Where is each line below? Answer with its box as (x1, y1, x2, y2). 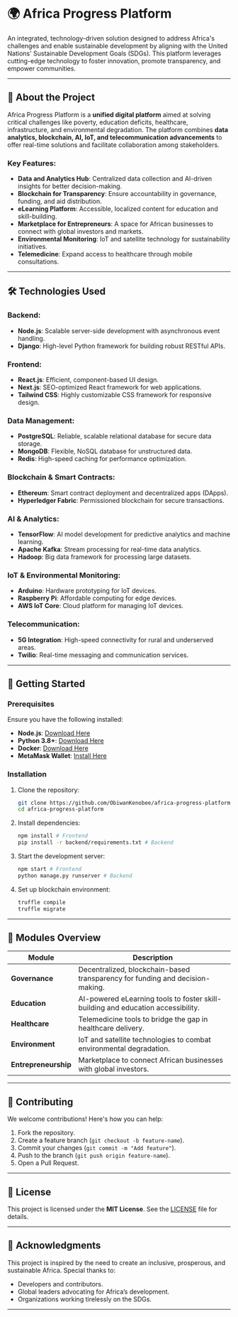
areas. (17, 643, 37, 651)
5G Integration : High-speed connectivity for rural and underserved (17, 635, 214, 644)
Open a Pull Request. (17, 1159, 79, 1167)
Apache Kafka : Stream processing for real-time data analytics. (17, 545, 202, 553)
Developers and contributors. (17, 1279, 103, 1288)
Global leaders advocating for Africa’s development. (17, 1287, 170, 1296)
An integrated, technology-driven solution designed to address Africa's (7, 33, 215, 43)
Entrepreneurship (11, 1060, 72, 1070)
